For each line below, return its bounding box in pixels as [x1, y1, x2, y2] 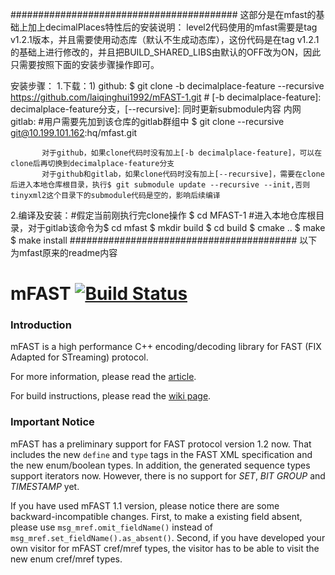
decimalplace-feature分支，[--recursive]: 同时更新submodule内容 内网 [10, 103, 302, 115]
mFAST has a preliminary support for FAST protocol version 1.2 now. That [10, 438, 312, 450]
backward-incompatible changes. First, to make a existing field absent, [10, 510, 303, 522]
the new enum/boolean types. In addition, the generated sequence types [10, 459, 311, 471]
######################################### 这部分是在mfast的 [10, 9, 317, 20]
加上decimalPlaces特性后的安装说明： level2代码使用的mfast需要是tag [27, 21, 318, 33]
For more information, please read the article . [10, 371, 197, 383]
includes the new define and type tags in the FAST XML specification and [10, 448, 313, 460]
